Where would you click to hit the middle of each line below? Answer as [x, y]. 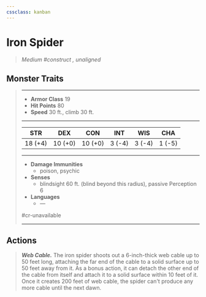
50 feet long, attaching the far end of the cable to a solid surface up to [110, 262]
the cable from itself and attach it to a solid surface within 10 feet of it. [109, 275]
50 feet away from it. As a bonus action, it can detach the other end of [110, 268]
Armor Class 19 [50, 99]
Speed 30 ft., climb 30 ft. [62, 112]
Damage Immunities [57, 164]
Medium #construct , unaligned [61, 60]
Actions [21, 240]
